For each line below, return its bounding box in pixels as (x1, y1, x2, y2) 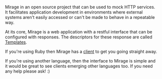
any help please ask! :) (5, 68, 50, 74)
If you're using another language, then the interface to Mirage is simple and (5, 58, 156, 63)
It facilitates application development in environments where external (5, 9, 143, 15)
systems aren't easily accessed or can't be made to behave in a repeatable (5, 15, 155, 20)
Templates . (5, 39, 28, 45)
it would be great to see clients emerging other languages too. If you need (5, 63, 153, 69)
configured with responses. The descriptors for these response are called (5, 34, 153, 40)
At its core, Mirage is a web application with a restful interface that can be (5, 29, 153, 34)
